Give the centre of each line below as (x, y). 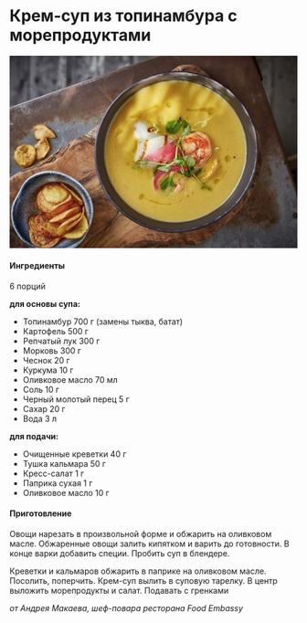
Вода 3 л (40, 418)
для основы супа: (45, 303)
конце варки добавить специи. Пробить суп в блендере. (120, 553)
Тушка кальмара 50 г (64, 463)
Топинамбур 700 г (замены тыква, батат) (103, 322)
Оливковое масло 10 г (66, 492)
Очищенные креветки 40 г (74, 454)
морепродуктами (80, 35)
